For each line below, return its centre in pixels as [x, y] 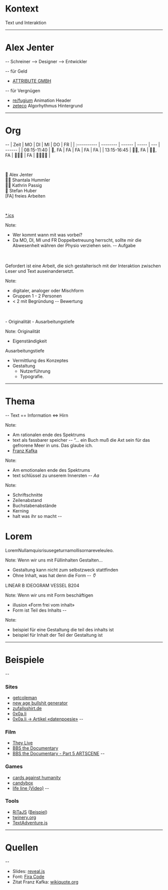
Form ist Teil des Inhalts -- [39, 610]
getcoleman [25, 697]
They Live [22, 743]
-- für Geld [16, 71]
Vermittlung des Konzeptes [40, 360]
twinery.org [24, 817]
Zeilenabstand [27, 500]
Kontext [22, 9]
